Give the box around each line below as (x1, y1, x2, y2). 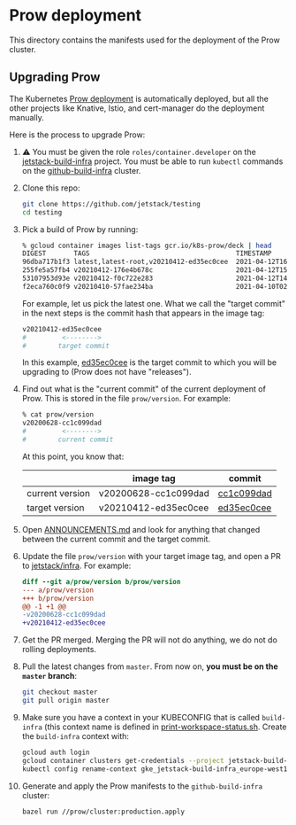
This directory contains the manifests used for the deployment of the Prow (9, 35, 280, 45)
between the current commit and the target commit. (21, 533, 210, 544)
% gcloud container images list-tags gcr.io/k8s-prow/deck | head (21, 241, 272, 250)
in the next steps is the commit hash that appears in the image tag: (21, 307, 265, 318)
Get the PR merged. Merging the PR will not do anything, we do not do (21, 634, 278, 645)
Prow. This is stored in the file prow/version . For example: (21, 393, 231, 404)
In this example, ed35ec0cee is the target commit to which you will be (21, 357, 277, 368)
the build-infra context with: (21, 730, 130, 741)
